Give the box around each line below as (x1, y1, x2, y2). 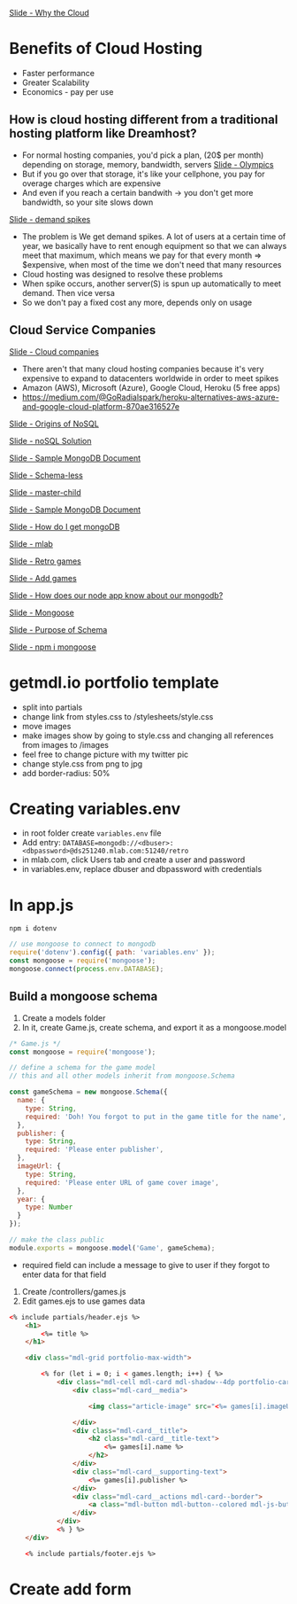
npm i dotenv (9, 924, 57, 933)
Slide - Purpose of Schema (9, 624, 108, 635)
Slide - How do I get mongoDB (9, 521, 120, 532)
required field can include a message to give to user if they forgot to (21, 1259, 270, 1270)
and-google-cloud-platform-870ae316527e (21, 401, 179, 411)
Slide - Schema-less (9, 470, 84, 480)
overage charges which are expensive (21, 177, 162, 189)
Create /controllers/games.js (21, 1286, 126, 1296)
